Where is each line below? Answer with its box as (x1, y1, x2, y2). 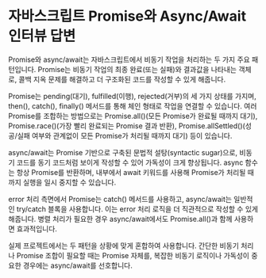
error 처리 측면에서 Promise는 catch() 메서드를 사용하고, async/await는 (8, 194, 233, 204)
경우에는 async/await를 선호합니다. (22, 261, 133, 270)
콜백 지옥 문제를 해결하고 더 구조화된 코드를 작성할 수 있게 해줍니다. (18, 74, 226, 84)
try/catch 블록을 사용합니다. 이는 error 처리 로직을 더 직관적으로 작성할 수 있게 (16, 204, 259, 214)
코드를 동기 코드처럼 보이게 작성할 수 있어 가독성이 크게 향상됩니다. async (16, 158, 244, 167)
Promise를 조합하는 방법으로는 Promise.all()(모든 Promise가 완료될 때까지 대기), (8, 111, 258, 120)
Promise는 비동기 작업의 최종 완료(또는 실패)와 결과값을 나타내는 (37, 64, 237, 74)
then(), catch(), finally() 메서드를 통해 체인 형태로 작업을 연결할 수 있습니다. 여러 (8, 101, 257, 111)
